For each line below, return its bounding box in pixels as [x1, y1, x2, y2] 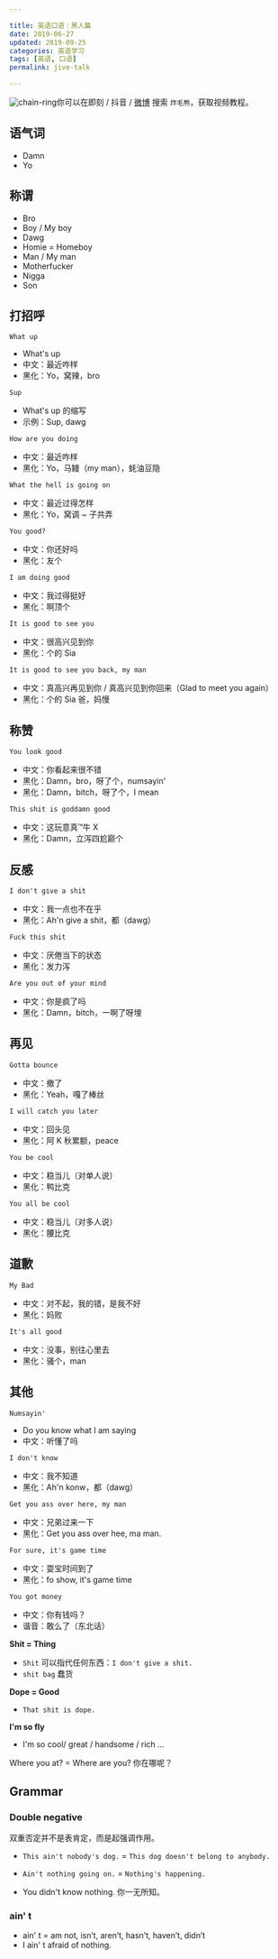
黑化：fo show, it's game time [22, 1574, 132, 1585]
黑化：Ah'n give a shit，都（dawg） [22, 915, 156, 925]
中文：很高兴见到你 [22, 637, 94, 648]
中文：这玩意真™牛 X [22, 822, 99, 832]
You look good [9, 748, 63, 757]
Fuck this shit [9, 933, 67, 943]
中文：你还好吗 [22, 544, 78, 555]
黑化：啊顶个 [22, 602, 70, 612]
